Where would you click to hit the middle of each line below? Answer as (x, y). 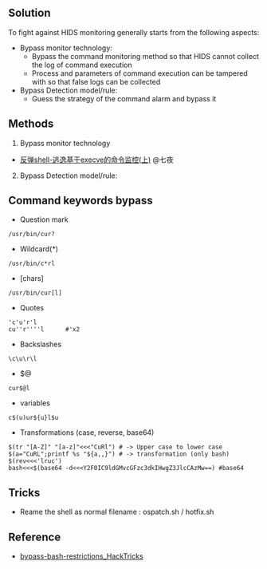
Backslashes (41, 344)
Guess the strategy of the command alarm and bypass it (124, 98)
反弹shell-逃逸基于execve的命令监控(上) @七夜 (96, 160)
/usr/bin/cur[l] (35, 293)
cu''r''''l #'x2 (44, 330)
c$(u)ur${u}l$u (33, 418)
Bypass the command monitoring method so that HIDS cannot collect (145, 56)
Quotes (32, 308)
